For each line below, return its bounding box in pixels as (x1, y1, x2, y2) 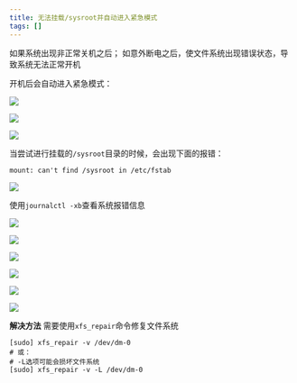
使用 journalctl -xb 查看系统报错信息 (9, 199, 146, 210)
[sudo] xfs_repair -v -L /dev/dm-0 (9, 365, 144, 374)
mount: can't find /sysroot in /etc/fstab (9, 166, 172, 175)
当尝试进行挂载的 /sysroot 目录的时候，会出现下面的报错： (9, 148, 224, 159)
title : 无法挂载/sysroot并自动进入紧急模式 (9, 13, 158, 23)
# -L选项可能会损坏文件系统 (9, 357, 100, 366)
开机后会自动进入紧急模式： (9, 78, 113, 88)
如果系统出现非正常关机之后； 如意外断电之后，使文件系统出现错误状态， (9, 47, 281, 59)
